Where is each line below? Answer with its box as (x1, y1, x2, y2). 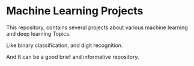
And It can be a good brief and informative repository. (6, 53, 139, 60)
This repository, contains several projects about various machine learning (6, 24, 188, 31)
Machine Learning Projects (6, 4, 144, 18)
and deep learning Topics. (6, 30, 71, 37)
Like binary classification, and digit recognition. (6, 42, 123, 49)
